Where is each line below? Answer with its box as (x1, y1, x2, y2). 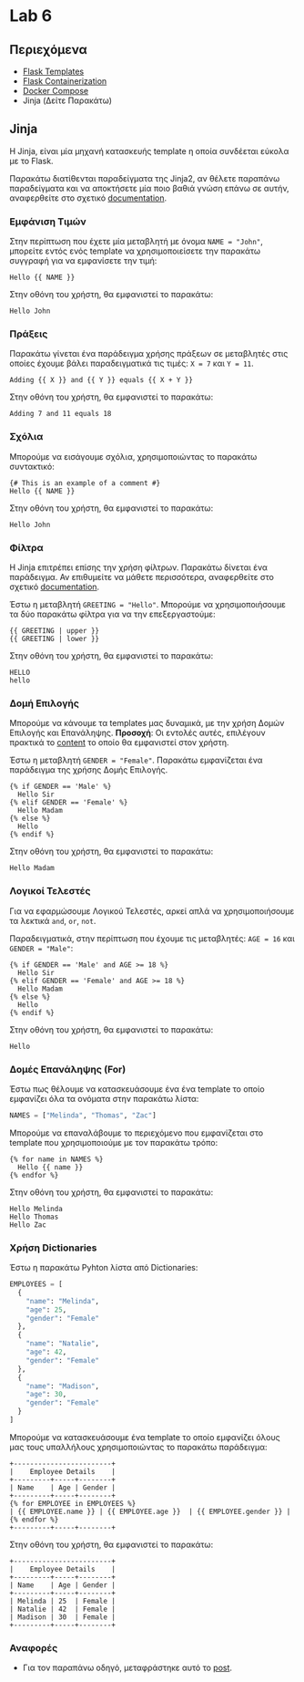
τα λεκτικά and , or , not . (9, 915, 96, 926)
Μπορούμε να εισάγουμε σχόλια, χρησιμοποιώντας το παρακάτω (9, 451, 258, 462)
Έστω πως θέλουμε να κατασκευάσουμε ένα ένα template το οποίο (9, 1083, 266, 1095)
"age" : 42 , (25, 1347, 67, 1357)
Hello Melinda (9, 1204, 64, 1213)
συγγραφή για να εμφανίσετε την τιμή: (9, 255, 157, 266)
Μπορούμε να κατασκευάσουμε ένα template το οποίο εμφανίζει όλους (9, 1431, 280, 1442)
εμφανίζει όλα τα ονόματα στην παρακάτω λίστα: (9, 1093, 199, 1104)
